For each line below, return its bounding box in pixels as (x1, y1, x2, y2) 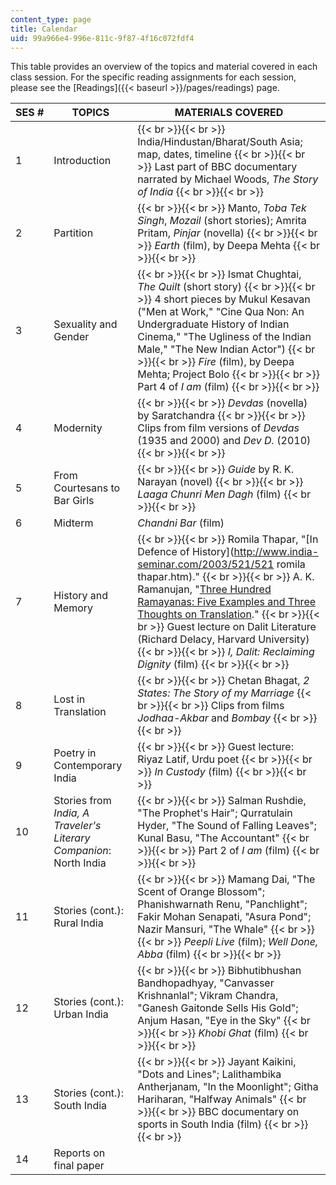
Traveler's (53, 819, 102, 833)
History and (53, 589, 109, 603)
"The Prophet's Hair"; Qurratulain (137, 806, 293, 820)
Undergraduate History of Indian (137, 317, 290, 331)
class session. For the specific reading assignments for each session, (10, 71, 297, 83)
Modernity (53, 421, 103, 435)
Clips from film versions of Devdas (137, 421, 300, 435)
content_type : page (10, 14, 92, 25)
